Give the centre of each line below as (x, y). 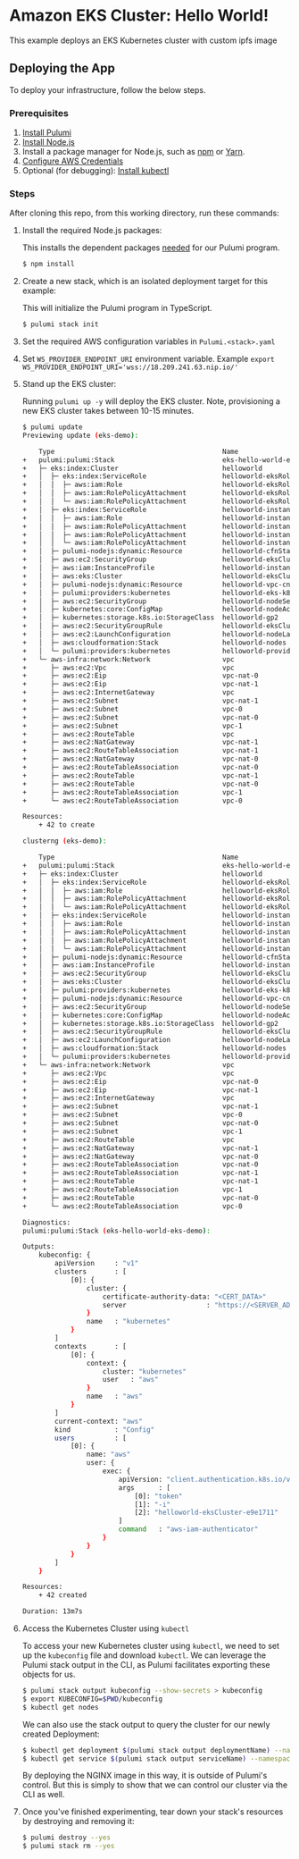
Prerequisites (39, 113)
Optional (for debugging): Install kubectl (96, 171)
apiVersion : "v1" (97, 1264)
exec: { (116, 1471)
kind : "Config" (105, 1430)
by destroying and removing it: (79, 1821)
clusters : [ (91, 1272)
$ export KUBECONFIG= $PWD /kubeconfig (92, 1699)
